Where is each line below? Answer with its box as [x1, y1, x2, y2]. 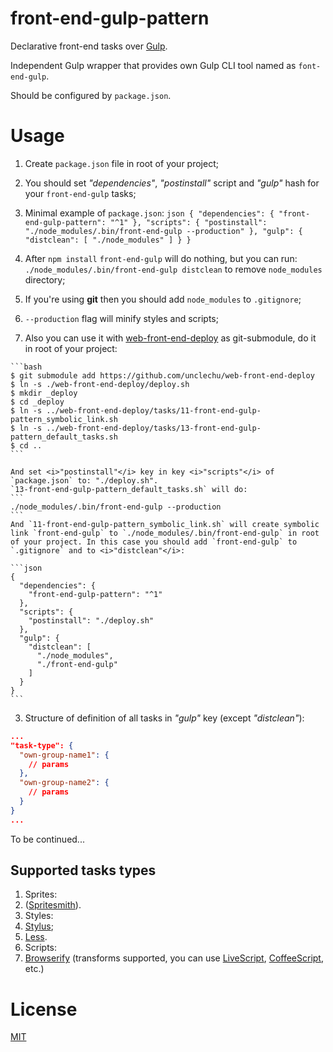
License [10, 998, 78, 1021]
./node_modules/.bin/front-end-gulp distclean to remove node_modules [24, 263, 323, 275]
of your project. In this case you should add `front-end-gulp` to [10, 537, 298, 547]
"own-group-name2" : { [19, 778, 110, 788]
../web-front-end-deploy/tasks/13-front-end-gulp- [46, 423, 262, 433]
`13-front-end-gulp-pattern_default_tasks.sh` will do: [10, 484, 248, 494]
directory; [24, 273, 66, 286]
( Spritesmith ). [24, 899, 82, 911]
